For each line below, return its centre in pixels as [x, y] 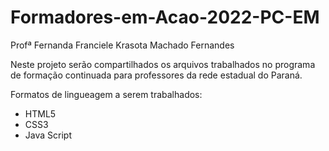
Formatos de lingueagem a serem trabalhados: [106, 94]
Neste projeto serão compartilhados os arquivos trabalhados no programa [163, 64]
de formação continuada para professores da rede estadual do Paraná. [156, 75]
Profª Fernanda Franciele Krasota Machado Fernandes [122, 45]
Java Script [48, 135]
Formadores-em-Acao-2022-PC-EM [165, 17]
